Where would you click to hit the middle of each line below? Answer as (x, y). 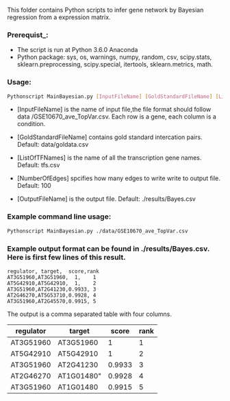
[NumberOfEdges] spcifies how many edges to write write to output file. (119, 178)
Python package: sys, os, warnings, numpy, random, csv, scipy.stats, (114, 57)
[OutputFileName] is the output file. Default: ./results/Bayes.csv (106, 199)
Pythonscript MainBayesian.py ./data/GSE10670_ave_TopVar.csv (98, 231)
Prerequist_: (28, 35)
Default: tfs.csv (38, 165)
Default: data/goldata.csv (53, 145)
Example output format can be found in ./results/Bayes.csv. (108, 248)
